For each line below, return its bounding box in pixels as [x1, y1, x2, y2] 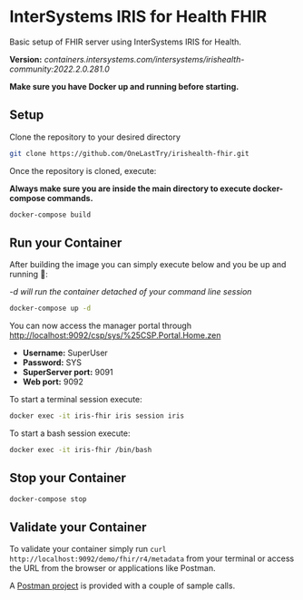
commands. [46, 192, 93, 203]
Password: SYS [22, 357, 83, 368]
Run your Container [9, 235, 122, 250]
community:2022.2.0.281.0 [9, 63, 111, 74]
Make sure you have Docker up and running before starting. [9, 81, 239, 92]
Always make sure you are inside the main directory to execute [9, 183, 251, 194]
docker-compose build [9, 210, 92, 219]
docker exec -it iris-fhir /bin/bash [9, 446, 152, 455]
